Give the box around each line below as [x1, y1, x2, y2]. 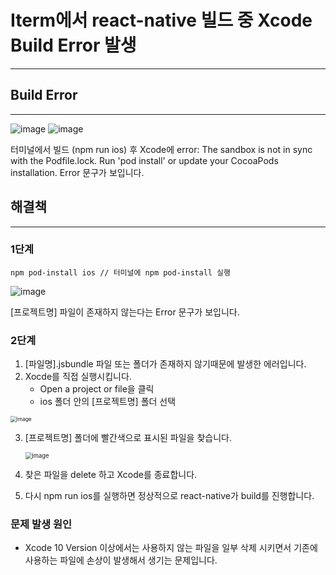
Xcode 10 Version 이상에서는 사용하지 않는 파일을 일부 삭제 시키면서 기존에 [24, 542, 318, 554]
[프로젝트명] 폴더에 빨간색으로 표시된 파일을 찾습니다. [24, 432, 232, 444]
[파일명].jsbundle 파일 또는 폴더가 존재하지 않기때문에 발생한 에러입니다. [24, 358, 307, 370]
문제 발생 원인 [10, 517, 73, 531]
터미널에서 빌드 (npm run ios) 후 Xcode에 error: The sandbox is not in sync [10, 143, 313, 155]
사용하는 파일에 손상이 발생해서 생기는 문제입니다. [24, 554, 218, 566]
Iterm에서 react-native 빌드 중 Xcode [10, 9, 313, 32]
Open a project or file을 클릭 [39, 383, 155, 395]
